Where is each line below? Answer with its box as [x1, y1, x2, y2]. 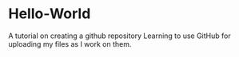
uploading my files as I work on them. [8, 39, 132, 48]
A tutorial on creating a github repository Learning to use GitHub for [8, 31, 231, 40]
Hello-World [8, 5, 91, 23]
